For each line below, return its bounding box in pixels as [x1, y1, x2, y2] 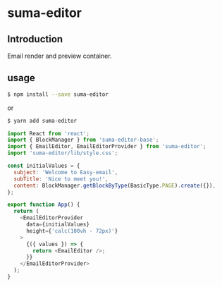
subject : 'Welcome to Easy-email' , [13, 169, 118, 176]
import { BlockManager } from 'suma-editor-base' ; [7, 136, 159, 144]
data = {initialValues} [25, 221, 90, 228]
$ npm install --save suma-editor [7, 90, 109, 98]
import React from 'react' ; [7, 130, 90, 137]
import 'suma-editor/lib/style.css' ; [7, 149, 118, 157]
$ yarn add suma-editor [7, 117, 78, 124]
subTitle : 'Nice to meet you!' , [13, 175, 109, 183]
